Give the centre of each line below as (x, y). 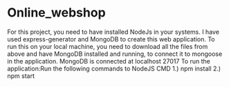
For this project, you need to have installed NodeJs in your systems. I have (113, 32)
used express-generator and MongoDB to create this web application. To (111, 39)
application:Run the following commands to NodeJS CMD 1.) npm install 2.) (114, 68)
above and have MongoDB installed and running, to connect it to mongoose (115, 54)
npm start (21, 76)
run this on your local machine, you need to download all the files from (108, 46)
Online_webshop (56, 13)
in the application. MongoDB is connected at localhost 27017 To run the (109, 61)
